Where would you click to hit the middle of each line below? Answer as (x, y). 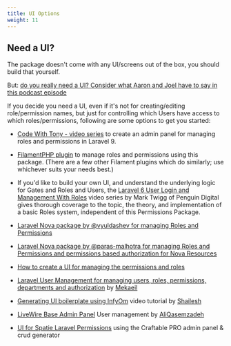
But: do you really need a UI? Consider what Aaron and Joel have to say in (112, 85)
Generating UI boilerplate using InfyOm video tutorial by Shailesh (109, 301)
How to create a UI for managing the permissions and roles (101, 267)
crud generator (39, 335)
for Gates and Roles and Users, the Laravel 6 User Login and (103, 190)
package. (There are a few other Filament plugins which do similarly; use (120, 162)
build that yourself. (34, 72)
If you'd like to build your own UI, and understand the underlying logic (116, 183)
